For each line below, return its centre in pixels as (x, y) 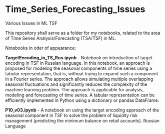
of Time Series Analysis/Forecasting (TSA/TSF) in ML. (61, 38)
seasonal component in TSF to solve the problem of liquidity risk (71, 115)
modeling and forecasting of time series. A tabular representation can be (80, 95)
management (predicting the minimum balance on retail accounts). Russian (82, 120)
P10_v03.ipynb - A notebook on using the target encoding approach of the (82, 110)
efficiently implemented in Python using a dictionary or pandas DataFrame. (82, 100)
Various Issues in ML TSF (31, 23)
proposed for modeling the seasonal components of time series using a (79, 68)
